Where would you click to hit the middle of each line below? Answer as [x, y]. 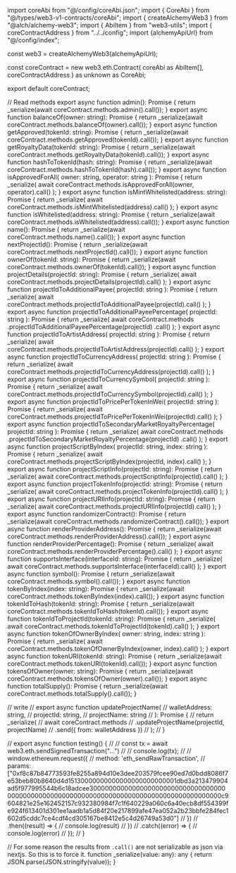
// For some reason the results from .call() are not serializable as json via [115, 847]
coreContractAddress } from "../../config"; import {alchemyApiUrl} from [110, 32]
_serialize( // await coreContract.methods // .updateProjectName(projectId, [116, 722]
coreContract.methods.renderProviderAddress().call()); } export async [109, 536]
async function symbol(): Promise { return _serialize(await [91, 574]
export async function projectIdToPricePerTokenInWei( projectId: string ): [113, 402]
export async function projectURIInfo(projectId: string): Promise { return [112, 499]
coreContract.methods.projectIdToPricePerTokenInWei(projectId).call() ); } [115, 416]
